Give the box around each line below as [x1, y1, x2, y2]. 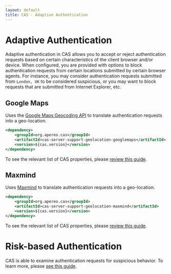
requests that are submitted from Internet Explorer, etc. [5, 84, 121, 90]
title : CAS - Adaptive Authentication [5, 12, 88, 17]
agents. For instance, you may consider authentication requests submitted [5, 73, 162, 79]
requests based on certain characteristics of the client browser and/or [5, 57, 154, 63]
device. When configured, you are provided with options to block [5, 62, 142, 68]
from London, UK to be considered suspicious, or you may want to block [5, 78, 156, 85]
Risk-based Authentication [5, 241, 122, 252]
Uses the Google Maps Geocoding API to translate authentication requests [5, 112, 162, 118]
